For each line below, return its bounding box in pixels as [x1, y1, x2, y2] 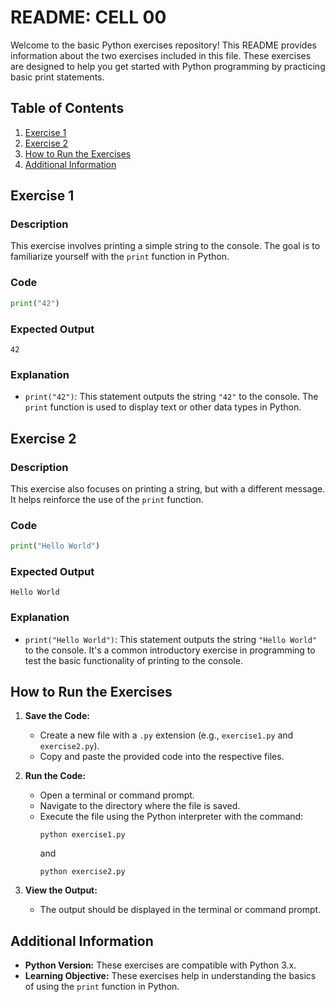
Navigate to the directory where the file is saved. [39, 800, 241, 812]
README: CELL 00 [10, 6, 167, 29]
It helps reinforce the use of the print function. [10, 493, 204, 505]
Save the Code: [24, 710, 90, 722]
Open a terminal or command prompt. [39, 789, 195, 801]
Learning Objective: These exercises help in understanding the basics [24, 970, 317, 982]
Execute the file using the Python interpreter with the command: [39, 811, 304, 823]
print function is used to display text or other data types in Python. [24, 401, 302, 413]
